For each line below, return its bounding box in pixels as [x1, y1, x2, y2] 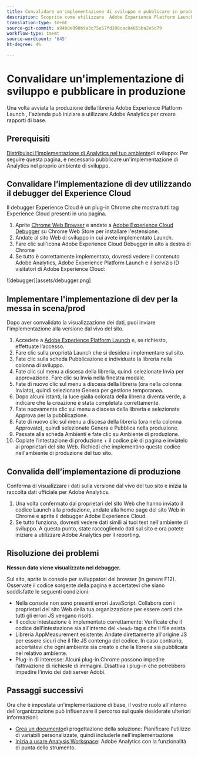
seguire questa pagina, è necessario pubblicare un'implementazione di [6, 156, 179, 163]
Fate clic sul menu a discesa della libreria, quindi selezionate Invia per [15, 368, 184, 375]
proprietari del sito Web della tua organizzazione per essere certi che [15, 605, 183, 612]
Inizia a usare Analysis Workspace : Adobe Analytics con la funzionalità [15, 738, 187, 745]
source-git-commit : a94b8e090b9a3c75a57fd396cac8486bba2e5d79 [6, 25, 162, 31]
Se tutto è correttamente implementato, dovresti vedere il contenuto [15, 253, 180, 260]
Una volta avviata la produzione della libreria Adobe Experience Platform [6, 104, 182, 111]
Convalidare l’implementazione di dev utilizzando [6, 179, 192, 189]
